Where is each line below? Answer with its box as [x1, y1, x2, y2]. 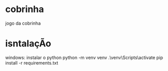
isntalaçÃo [5, 38, 52, 49]
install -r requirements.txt [5, 59, 58, 66]
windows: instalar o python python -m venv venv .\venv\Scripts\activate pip [5, 54, 163, 60]
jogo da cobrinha [5, 20, 41, 26]
